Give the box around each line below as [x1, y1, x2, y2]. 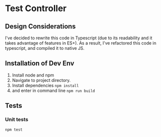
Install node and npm [12, 72, 54, 78]
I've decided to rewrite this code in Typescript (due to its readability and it [5, 35, 153, 41]
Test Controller [5, 3, 67, 14]
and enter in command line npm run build [12, 88, 96, 93]
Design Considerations [5, 22, 76, 30]
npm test [5, 127, 23, 132]
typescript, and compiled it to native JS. [5, 46, 85, 51]
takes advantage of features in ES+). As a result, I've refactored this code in [5, 40, 157, 46]
